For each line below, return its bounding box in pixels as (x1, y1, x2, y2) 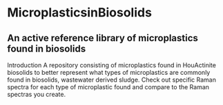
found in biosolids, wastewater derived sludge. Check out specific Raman (7, 75, 216, 84)
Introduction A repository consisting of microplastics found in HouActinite (7, 61, 216, 69)
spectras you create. (7, 91, 66, 98)
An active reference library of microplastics (7, 32, 199, 44)
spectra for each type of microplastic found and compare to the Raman (7, 83, 209, 91)
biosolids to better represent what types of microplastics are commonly (7, 69, 211, 76)
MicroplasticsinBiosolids (7, 5, 152, 21)
